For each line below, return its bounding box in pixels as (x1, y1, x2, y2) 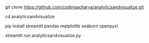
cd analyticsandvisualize (5, 14, 55, 19)
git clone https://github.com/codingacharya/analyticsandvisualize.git (5, 4, 144, 10)
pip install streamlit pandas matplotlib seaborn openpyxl (5, 23, 118, 29)
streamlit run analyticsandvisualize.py (5, 33, 81, 38)
